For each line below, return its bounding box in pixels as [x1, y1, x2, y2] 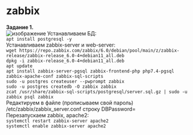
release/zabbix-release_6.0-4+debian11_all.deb [6, 52, 125, 58]
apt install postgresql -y [6, 36, 72, 42]
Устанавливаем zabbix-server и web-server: [6, 41, 116, 48]
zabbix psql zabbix [6, 94, 54, 100]
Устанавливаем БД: [47, 29, 97, 37]
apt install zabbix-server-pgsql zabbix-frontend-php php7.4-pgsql [6, 68, 175, 74]
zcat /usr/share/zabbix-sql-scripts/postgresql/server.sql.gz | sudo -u [6, 88, 188, 95]
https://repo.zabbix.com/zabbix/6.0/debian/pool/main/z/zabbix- [19, 47, 180, 54]
